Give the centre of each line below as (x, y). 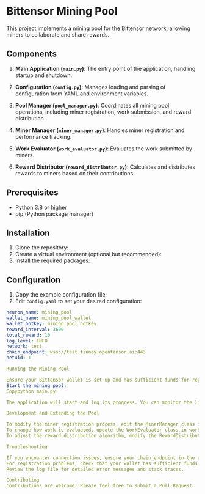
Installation (28, 233)
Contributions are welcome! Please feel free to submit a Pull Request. (101, 486)
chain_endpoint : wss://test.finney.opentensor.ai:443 (76, 352)
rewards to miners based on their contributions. (75, 173)
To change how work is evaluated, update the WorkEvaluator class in (97, 430)
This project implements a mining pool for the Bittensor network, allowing (98, 28)
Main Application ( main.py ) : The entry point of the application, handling (105, 68)
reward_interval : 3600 (35, 329)
